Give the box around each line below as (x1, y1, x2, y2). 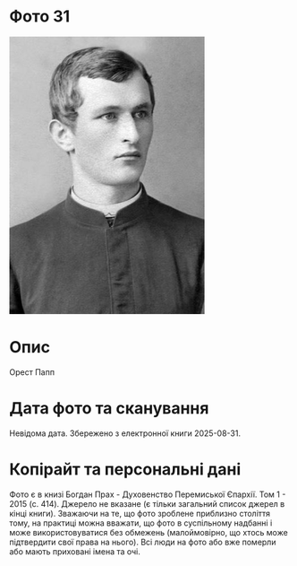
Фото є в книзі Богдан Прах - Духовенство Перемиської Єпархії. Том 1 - (9, 489, 286, 500)
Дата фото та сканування (9, 398, 209, 419)
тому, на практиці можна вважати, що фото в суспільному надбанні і (9, 518, 273, 528)
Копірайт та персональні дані (9, 459, 242, 479)
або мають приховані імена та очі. (9, 545, 141, 557)
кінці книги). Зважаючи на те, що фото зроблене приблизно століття (9, 508, 271, 518)
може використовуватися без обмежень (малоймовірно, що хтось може (9, 527, 288, 537)
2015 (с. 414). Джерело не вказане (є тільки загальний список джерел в (9, 498, 285, 509)
